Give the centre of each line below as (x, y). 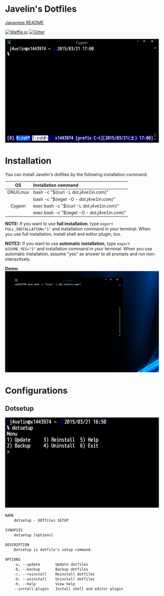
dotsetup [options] (34, 535)
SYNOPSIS (14, 530)
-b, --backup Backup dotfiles (51, 569)
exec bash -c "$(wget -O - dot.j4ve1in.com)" (80, 213)
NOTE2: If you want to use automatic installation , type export (68, 243)
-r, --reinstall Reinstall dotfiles (54, 574)
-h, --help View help (45, 584)
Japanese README (24, 22)
